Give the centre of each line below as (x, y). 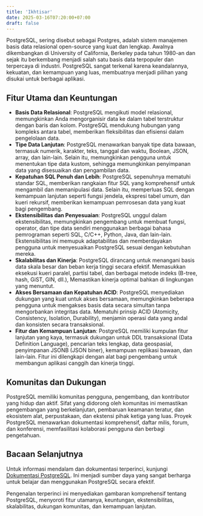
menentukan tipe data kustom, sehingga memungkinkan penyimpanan (103, 164)
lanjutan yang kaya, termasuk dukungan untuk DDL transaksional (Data (104, 338)
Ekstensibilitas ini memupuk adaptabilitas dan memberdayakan (93, 241)
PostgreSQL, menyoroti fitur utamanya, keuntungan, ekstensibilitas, (90, 500)
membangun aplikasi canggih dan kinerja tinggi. (75, 363)
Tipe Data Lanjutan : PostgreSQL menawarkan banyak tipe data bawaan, (105, 145)
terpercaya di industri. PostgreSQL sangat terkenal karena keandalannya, (98, 66)
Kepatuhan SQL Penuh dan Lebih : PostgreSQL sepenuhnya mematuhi (103, 177)
